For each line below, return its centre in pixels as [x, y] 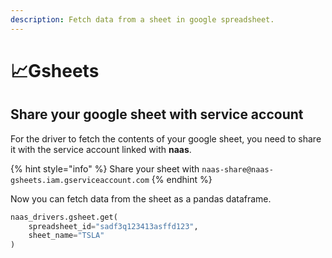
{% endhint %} [182, 179]
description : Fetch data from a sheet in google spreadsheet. [142, 19]
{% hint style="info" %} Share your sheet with [105, 168]
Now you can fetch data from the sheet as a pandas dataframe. [141, 198]
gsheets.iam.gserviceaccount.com [80, 180]
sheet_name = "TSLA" [66, 236]
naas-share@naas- [237, 169]
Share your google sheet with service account [157, 114]
